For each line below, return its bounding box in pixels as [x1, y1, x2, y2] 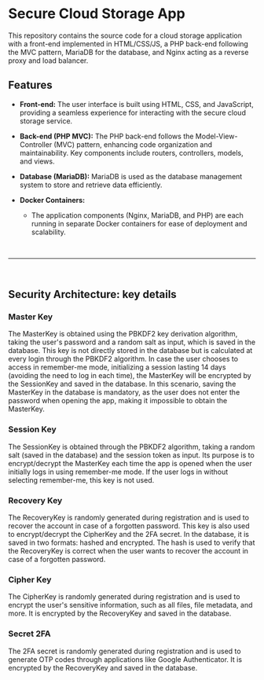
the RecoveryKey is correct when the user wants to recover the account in [8, 546, 249, 556]
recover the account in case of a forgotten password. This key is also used [8, 521, 250, 531]
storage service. [19, 116, 73, 126]
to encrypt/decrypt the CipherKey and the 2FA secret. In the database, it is [8, 530, 250, 539]
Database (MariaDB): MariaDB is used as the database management [19, 171, 243, 181]
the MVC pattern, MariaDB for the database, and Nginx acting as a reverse [8, 47, 249, 57]
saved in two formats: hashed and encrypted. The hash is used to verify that [8, 538, 255, 547]
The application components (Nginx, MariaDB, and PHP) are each [31, 210, 244, 220]
